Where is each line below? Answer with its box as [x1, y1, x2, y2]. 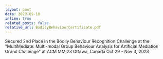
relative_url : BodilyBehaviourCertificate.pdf [5, 25, 101, 30]
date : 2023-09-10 [5, 12, 40, 16]
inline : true [5, 16, 32, 21]
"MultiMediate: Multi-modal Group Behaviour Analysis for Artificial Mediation [5, 44, 159, 49]
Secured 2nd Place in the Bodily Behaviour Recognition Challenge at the [5, 38, 150, 44]
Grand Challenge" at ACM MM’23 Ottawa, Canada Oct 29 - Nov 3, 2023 [5, 49, 149, 55]
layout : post [5, 7, 32, 12]
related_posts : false [5, 20, 49, 26]
